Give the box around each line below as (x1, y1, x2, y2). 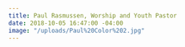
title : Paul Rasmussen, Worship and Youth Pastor (8, 11, 178, 20)
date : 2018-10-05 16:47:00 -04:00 (8, 19, 124, 27)
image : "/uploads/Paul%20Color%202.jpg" (8, 26, 146, 34)
